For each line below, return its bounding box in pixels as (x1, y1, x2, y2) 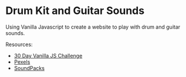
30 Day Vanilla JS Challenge (13, 52, 83, 59)
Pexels (13, 58, 31, 65)
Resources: (5, 41, 33, 48)
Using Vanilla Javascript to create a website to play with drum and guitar (5, 23, 181, 30)
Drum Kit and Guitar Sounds (5, 4, 145, 17)
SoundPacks (13, 64, 45, 71)
